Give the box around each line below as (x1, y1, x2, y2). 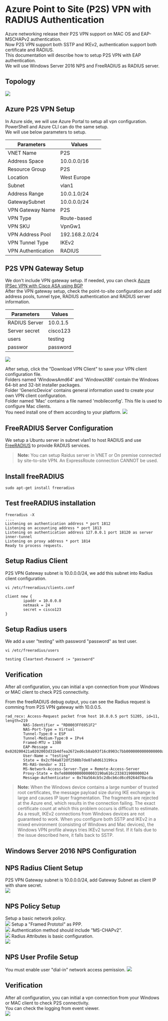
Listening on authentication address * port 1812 (5, 521, 111, 526)
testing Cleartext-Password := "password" (5, 657, 95, 662)
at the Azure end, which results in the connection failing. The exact (17, 800, 155, 806)
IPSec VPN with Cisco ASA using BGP (5, 283, 83, 289)
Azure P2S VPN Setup (5, 105, 75, 113)
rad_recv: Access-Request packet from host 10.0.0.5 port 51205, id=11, (5, 714, 160, 719)
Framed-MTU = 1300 (23, 740, 61, 745)
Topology (5, 77, 35, 86)
